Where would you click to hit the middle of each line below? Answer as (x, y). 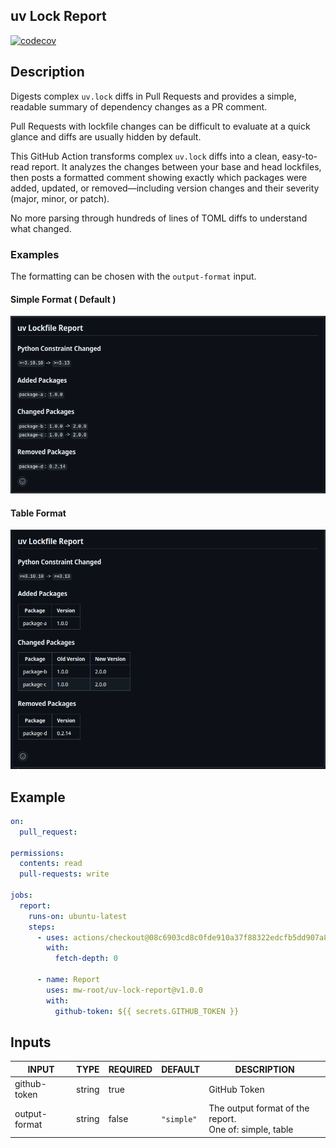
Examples (35, 254)
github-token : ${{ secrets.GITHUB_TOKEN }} (147, 1011)
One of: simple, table (251, 1130)
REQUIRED (130, 1069)
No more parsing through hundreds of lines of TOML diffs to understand (159, 218)
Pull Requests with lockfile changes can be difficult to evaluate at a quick (160, 126)
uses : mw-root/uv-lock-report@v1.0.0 (124, 990)
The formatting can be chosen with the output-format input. (133, 276)
